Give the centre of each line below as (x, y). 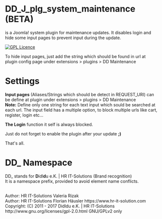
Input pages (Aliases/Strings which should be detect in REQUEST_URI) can (80, 94)
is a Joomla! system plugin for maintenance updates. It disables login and (78, 32)
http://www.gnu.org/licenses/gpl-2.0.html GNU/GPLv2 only (64, 211)
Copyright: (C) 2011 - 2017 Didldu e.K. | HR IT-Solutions (60, 206)
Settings (22, 81)
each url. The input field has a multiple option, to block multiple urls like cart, (81, 110)
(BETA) (19, 19)
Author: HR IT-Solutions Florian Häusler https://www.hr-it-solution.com (75, 201)
